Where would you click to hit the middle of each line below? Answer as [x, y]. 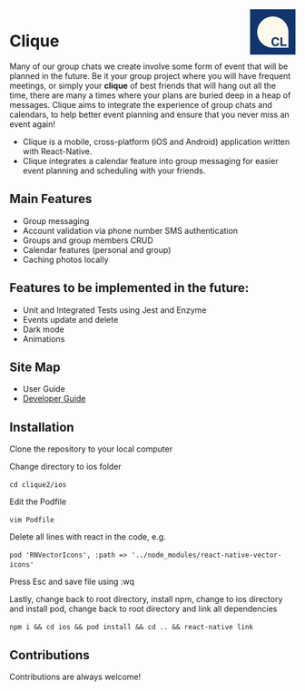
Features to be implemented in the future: [129, 288]
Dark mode [44, 329]
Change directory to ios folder [66, 467]
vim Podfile [32, 521]
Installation [42, 427]
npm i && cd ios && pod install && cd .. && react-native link [132, 628]
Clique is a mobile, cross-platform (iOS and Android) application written [156, 141]
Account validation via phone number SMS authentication [130, 230]
